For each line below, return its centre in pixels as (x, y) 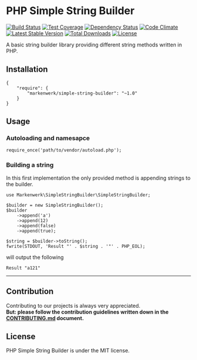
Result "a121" (23, 268)
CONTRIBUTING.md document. (45, 318)
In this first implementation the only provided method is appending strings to (98, 178)
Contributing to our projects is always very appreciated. (73, 305)
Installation (27, 70)
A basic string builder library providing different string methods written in (94, 45)
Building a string (30, 165)
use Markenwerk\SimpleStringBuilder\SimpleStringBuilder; (78, 195)
